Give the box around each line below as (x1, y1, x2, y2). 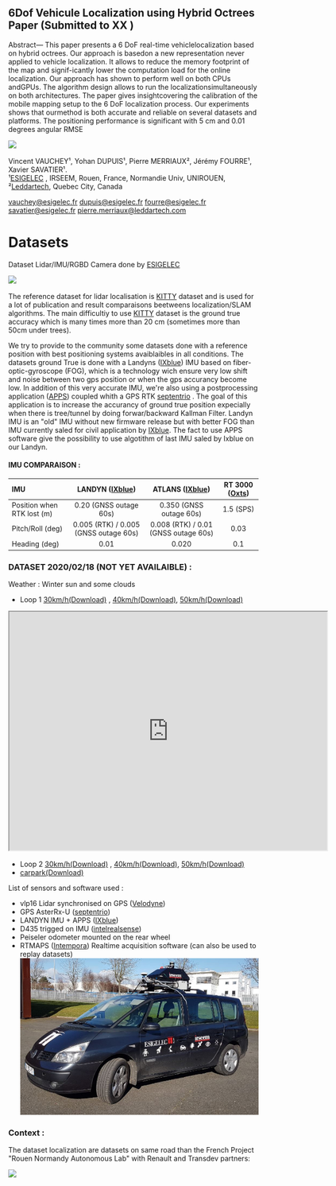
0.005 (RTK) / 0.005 (72, 519, 141, 529)
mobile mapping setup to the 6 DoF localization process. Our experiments (8, 99, 249, 108)
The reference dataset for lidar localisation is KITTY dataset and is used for (8, 291, 254, 301)
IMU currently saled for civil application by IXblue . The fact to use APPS (8, 425, 243, 434)
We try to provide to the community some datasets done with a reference (8, 340, 248, 350)
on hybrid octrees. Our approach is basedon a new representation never (8, 48, 245, 58)
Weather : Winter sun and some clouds (8, 580, 136, 589)
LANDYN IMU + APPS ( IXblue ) (19, 916, 119, 925)
